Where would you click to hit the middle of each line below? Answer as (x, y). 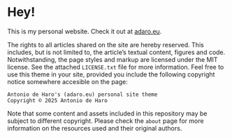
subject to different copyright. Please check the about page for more (106, 121)
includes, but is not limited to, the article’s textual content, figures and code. (116, 52)
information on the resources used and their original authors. (95, 128)
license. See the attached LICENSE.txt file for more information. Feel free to (116, 67)
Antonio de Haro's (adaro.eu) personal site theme (82, 95)
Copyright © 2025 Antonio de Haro (58, 100)
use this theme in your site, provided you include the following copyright (111, 74)
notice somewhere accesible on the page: (67, 81)
